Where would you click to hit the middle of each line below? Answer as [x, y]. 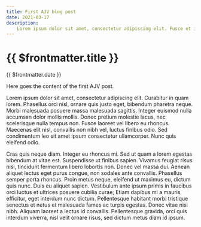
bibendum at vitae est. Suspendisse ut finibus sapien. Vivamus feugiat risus [99, 161]
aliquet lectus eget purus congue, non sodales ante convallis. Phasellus [94, 173]
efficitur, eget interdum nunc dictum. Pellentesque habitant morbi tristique [97, 199]
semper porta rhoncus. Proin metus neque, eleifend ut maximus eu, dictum [98, 180]
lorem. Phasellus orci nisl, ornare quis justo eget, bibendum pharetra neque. [100, 104]
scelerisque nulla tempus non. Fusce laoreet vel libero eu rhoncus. [88, 123]
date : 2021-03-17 [28, 17]
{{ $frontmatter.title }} [63, 58]
